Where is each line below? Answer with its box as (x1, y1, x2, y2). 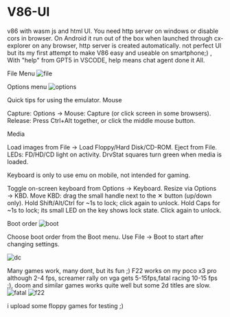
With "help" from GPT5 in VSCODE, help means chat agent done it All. (7, 56, 205, 64)
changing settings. (7, 239, 60, 248)
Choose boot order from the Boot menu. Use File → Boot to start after (7, 233, 204, 241)
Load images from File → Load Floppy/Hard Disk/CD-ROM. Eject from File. (7, 143, 218, 151)
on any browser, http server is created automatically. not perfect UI (32, 41, 222, 49)
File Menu (7, 69, 36, 78)
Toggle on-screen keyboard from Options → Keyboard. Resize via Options (7, 184, 217, 192)
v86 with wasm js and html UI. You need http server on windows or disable (7, 27, 218, 35)
